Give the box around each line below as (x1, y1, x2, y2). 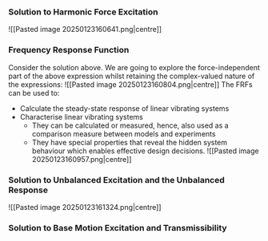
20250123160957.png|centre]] (31, 154, 132, 164)
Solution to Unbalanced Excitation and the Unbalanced (8, 174, 226, 185)
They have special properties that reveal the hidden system (31, 137, 228, 147)
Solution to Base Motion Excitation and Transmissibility (8, 222, 227, 233)
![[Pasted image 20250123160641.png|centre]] (8, 25, 162, 34)
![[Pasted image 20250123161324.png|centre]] (8, 202, 162, 211)
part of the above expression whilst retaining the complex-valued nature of (8, 71, 255, 81)
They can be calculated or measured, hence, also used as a (31, 120, 230, 130)
